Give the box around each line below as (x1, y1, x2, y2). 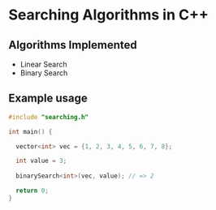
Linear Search (19, 59, 67, 69)
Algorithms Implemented (8, 38, 138, 52)
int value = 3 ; (15, 156, 67, 165)
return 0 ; (15, 186, 49, 195)
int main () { (8, 127, 53, 135)
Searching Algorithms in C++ (8, 6, 209, 24)
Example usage (8, 92, 88, 105)
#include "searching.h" (8, 113, 89, 121)
